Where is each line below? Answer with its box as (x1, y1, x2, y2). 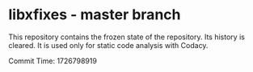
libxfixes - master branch (8, 6, 181, 24)
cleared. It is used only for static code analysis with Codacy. (8, 40, 209, 50)
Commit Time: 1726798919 (8, 56, 97, 66)
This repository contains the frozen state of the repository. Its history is (8, 32, 245, 42)
